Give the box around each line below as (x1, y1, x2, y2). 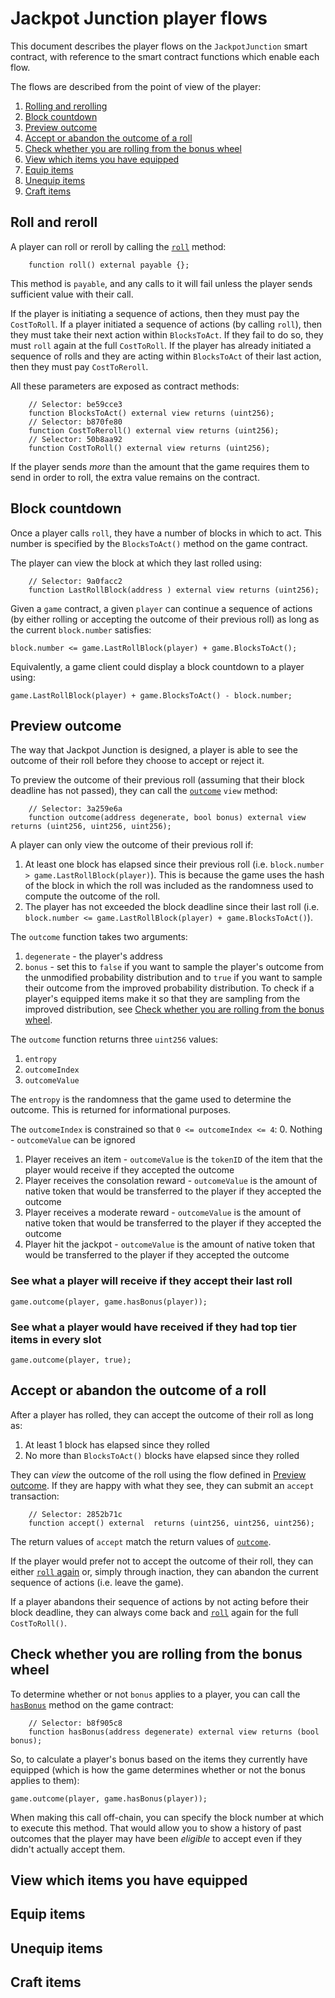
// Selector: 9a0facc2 (28, 576, 123, 586)
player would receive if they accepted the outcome (24, 1164, 235, 1176)
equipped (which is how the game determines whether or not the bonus (10, 1763, 306, 1776)
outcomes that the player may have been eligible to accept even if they (10, 1832, 303, 1844)
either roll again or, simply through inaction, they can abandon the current (10, 1565, 319, 1577)
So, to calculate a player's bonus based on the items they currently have (10, 1753, 308, 1765)
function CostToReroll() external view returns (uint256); (28, 425, 280, 436)
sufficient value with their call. (10, 288, 134, 300)
